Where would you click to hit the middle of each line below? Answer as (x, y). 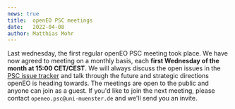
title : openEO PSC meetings (50, 20)
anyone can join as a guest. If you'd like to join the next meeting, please (111, 91)
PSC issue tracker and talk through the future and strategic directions (108, 76)
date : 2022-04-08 (36, 27)
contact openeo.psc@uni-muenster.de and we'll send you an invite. (102, 98)
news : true (23, 14)
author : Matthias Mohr (41, 33)
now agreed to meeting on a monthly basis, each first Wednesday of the (114, 61)
